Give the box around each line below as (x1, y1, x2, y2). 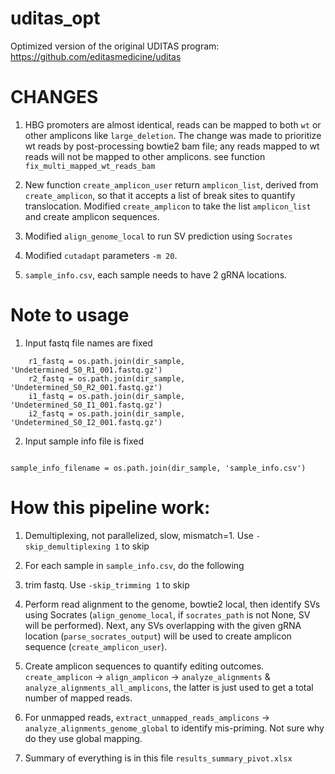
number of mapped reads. (24, 692, 133, 704)
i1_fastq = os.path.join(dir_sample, (28, 391, 186, 401)
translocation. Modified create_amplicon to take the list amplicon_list (24, 200, 312, 212)
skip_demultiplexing (24, 542, 111, 552)
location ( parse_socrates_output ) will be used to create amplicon (24, 630, 292, 642)
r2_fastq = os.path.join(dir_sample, (28, 373, 186, 384)
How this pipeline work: (10, 497, 211, 519)
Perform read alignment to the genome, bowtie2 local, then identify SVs (24, 598, 321, 610)
